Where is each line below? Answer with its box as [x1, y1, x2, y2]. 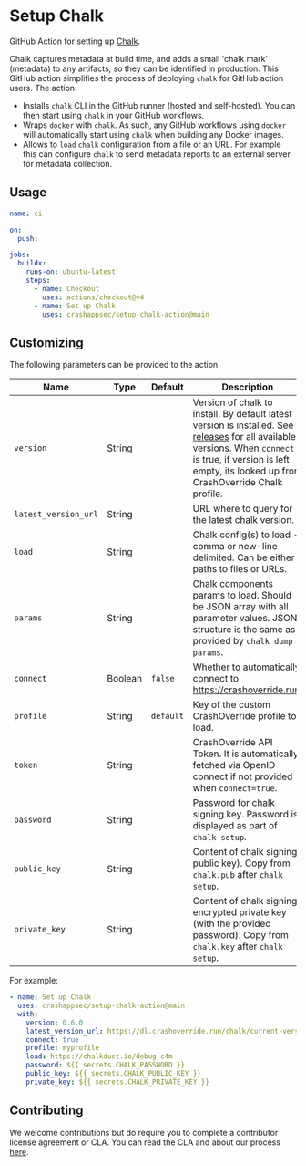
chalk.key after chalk [192, 941, 284, 953]
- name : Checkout [33, 284, 100, 293]
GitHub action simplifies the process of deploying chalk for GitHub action [9, 72, 284, 83]
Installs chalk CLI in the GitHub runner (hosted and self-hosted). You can [22, 99, 296, 110]
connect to [192, 672, 240, 685]
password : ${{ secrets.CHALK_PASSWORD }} [25, 1060, 185, 1070]
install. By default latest [192, 408, 293, 421]
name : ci [9, 209, 43, 218]
